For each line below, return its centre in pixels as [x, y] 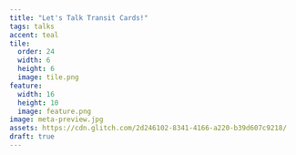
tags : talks [32, 26]
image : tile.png [48, 77]
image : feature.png [55, 111]
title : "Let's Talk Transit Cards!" [79, 18]
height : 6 [36, 69]
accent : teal [34, 35]
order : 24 [36, 52]
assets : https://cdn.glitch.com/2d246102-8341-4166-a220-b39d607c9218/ [148, 129]
